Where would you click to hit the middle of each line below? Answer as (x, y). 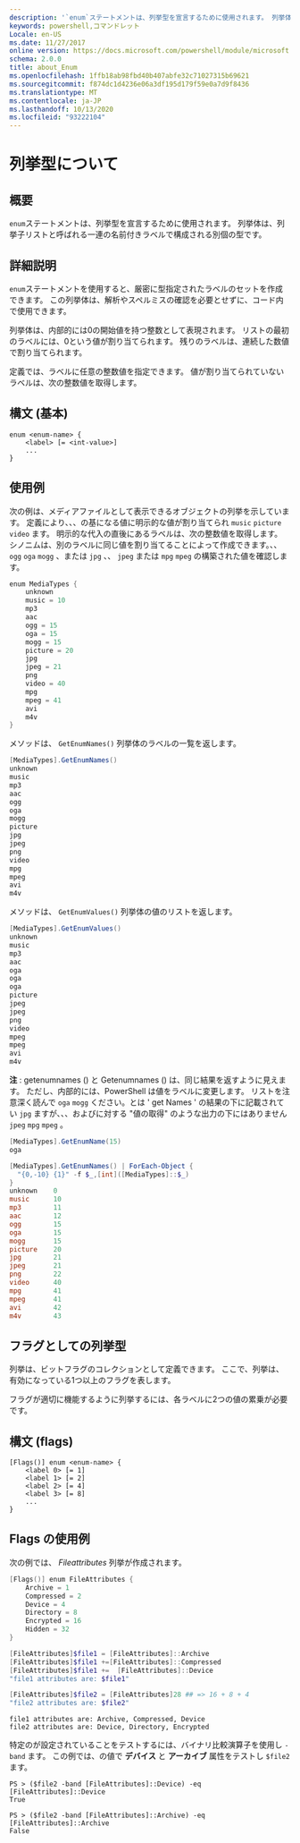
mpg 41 (36, 1291)
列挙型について (64, 164)
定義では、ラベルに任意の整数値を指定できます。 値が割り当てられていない (147, 371)
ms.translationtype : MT (54, 92)
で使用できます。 (40, 310)
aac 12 (36, 1216)
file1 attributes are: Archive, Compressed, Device (107, 1720)
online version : (39, 51)
